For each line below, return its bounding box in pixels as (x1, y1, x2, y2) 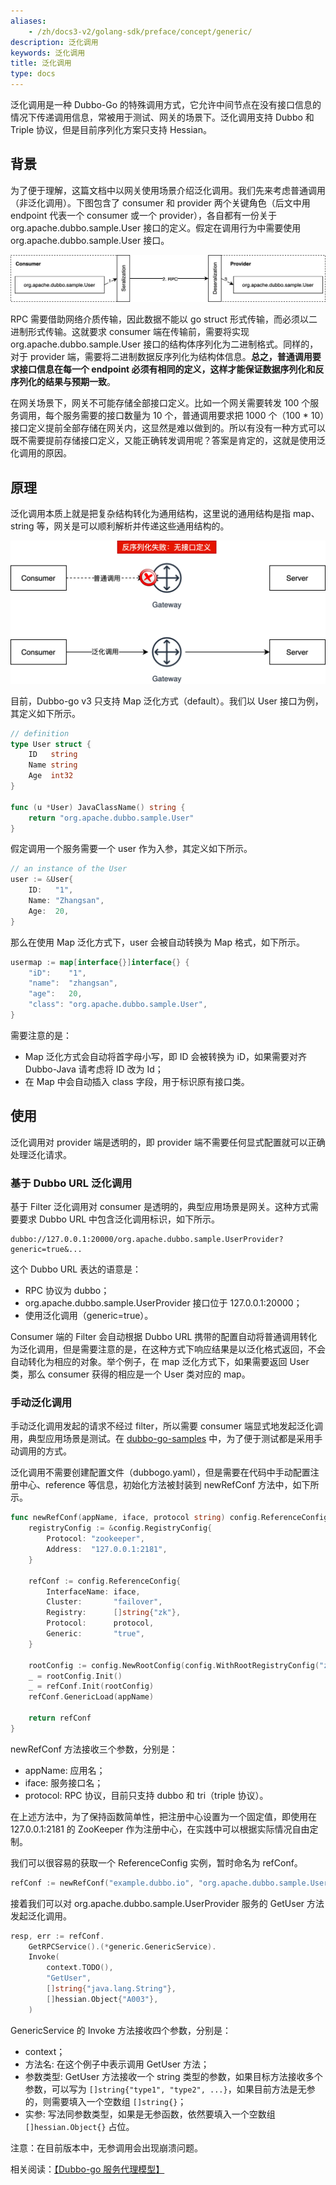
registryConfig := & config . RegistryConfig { (28, 1523, 213, 1534)
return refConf (28, 1713, 92, 1724)
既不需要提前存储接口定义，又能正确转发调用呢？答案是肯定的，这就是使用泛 (10, 435, 326, 447)
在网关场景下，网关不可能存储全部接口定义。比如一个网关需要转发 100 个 (10, 397, 311, 409)
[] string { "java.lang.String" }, (46, 1984, 177, 1994)
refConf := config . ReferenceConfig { (28, 1576, 182, 1586)
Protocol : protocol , (46, 1618, 155, 1629)
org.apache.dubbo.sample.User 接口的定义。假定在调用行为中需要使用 (10, 221, 302, 234)
